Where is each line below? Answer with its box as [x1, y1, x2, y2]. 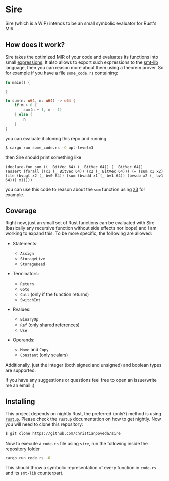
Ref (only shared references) [20, 322, 80, 328]
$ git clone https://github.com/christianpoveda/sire [5, 431, 121, 436]
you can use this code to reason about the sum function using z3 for [5, 186, 145, 192]
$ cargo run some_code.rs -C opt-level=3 [5, 145, 94, 150]
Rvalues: [12, 306, 31, 312]
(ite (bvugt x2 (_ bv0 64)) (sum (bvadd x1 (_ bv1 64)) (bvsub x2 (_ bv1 [5, 173, 164, 178]
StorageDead [20, 262, 45, 267]
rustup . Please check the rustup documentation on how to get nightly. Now [5, 416, 161, 422]
